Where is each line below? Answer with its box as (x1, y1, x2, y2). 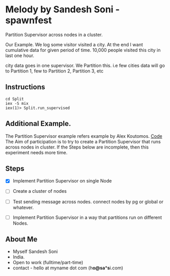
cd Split (5, 96, 24, 101)
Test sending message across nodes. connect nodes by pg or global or (12, 198, 163, 205)
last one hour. (5, 52, 34, 59)
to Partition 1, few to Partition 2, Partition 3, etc (5, 68, 104, 74)
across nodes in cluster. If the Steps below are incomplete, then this (5, 144, 149, 150)
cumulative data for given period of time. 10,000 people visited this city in (5, 47, 161, 53)
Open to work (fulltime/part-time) (12, 260, 84, 266)
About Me (5, 235, 37, 244)
